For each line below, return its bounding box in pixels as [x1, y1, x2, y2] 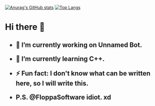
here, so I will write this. [15, 79, 88, 87]
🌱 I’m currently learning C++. [15, 55, 105, 63]
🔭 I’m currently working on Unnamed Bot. [15, 41, 142, 49]
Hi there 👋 [5, 22, 45, 32]
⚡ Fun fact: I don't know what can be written [15, 69, 151, 77]
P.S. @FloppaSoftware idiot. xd [15, 93, 112, 101]
